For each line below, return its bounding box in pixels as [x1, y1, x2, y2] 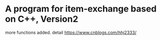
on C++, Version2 [5, 13, 79, 25]
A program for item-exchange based [5, 3, 157, 14]
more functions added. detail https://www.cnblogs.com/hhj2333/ [5, 29, 136, 35]
